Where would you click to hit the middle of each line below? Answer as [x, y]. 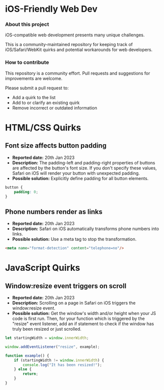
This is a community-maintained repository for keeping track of [69, 45]
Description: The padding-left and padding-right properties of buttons [84, 162]
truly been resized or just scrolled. [47, 329]
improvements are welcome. [34, 78]
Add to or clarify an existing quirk [46, 103]
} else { [23, 369]
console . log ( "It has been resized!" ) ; [62, 365]
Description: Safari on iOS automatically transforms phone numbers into [86, 229]
